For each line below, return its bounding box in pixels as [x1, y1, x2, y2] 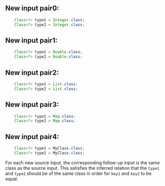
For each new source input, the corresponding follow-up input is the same [5, 159, 160, 166]
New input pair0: [5, 4, 59, 13]
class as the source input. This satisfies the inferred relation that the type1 [5, 165, 159, 171]
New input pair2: [5, 68, 59, 77]
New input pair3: [5, 101, 59, 109]
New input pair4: [5, 132, 59, 141]
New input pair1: [5, 36, 58, 44]
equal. [5, 175, 19, 181]
